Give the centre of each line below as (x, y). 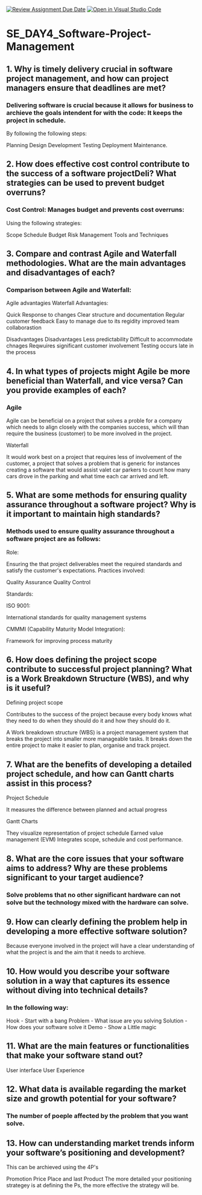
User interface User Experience (46, 1070)
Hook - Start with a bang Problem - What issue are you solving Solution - (97, 1021)
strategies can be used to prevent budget (85, 183)
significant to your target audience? (75, 877)
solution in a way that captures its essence (88, 981)
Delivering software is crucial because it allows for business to (100, 105)
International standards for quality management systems (76, 617)
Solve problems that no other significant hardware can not (93, 895)
